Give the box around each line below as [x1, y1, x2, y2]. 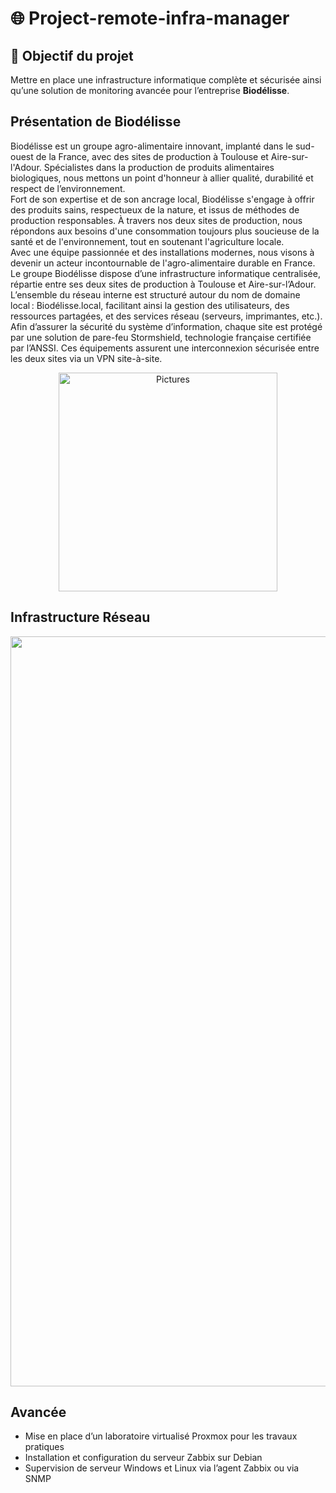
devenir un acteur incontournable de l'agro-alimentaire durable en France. [10, 257, 316, 269]
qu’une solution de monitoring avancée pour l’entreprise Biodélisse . [10, 85, 290, 96]
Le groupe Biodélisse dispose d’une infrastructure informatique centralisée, [10, 267, 321, 279]
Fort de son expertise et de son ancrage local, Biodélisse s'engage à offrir [10, 193, 315, 205]
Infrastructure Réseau [10, 609, 151, 626]
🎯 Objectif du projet [10, 47, 134, 64]
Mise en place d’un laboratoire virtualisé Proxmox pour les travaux [24, 1430, 298, 1442]
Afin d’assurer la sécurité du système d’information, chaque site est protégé [10, 320, 323, 332]
